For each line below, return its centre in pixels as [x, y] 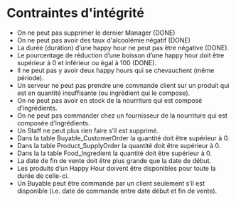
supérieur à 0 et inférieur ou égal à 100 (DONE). [87, 62]
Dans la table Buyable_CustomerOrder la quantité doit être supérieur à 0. [123, 138]
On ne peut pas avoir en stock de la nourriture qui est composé [109, 100]
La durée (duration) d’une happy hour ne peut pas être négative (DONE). [123, 47]
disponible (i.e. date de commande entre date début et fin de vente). [117, 191]
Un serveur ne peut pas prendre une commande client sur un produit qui [123, 85]
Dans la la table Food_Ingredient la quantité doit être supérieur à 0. [114, 153]
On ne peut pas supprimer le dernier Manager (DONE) [96, 33]
